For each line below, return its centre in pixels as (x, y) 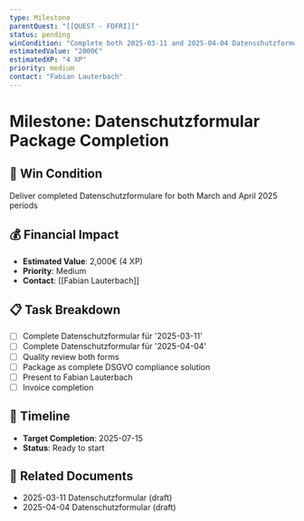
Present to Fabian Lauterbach (77, 377)
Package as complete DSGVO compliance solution (116, 366)
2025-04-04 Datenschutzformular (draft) (99, 507)
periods (24, 205)
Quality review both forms (71, 356)
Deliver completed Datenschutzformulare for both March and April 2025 (143, 195)
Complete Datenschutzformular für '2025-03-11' (113, 336)
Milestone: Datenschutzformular (135, 121)
